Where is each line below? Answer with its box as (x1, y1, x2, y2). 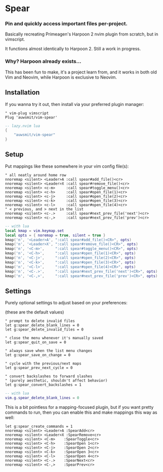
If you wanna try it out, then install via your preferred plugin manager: (5, 101, 145, 107)
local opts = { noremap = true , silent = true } (5, 233, 106, 238)
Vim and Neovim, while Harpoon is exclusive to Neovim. (5, 74, 117, 80)
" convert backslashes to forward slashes (5, 374, 92, 379)
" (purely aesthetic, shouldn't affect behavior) (5, 378, 108, 383)
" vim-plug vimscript (5, 110, 49, 116)
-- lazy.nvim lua (5, 123, 40, 128)
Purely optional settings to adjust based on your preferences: (5, 300, 128, 306)
